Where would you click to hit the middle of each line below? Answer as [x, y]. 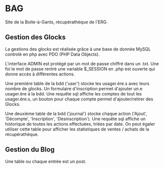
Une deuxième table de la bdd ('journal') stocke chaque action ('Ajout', [76, 113]
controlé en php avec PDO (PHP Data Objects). [52, 54]
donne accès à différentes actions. [40, 74]
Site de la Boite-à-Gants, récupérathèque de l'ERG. [56, 22]
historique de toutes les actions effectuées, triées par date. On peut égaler [80, 124]
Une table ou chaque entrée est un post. [46, 161]
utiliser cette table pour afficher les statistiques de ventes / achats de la [77, 129]
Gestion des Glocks [35, 37]
